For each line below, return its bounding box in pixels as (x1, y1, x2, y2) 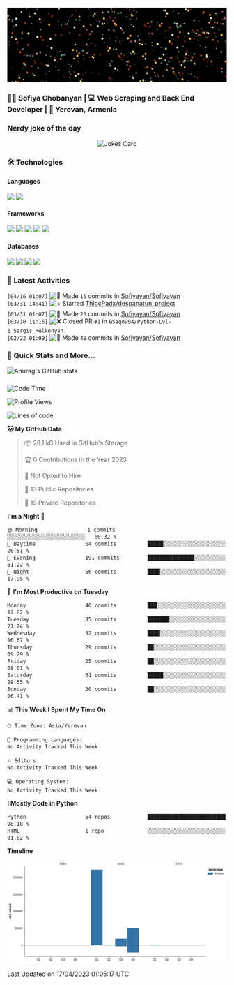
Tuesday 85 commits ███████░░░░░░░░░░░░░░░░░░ (7, 616, 226, 623)
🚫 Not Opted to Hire (24, 471, 81, 480)
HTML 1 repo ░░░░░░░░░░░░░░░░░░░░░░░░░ (7, 827, 226, 834)
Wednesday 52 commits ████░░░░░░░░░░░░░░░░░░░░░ (7, 630, 226, 637)
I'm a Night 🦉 (7, 512, 45, 520)
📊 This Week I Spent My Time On (7, 705, 106, 713)
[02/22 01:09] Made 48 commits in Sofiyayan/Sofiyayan (7, 333, 181, 342)
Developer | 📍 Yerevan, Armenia (7, 105, 117, 114)
